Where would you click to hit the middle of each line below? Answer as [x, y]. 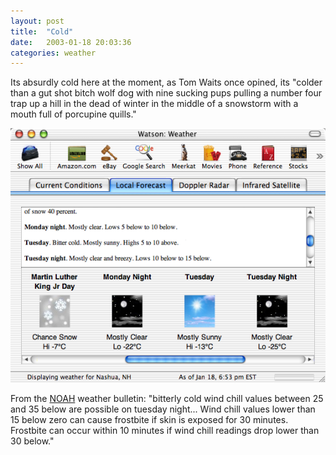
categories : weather [53, 53]
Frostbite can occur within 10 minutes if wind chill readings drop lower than [165, 431]
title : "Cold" [42, 31]
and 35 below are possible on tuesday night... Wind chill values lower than [163, 409]
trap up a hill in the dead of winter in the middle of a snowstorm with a [154, 104]
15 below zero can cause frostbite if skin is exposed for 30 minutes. [149, 420]
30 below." [32, 441]
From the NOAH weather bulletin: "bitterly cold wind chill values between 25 [167, 399]
